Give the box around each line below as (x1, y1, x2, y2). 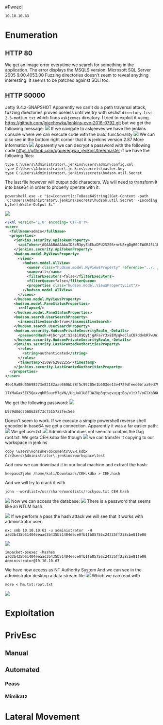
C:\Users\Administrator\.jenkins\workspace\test (5, 453, 105, 459)
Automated (5, 666, 40, 674)
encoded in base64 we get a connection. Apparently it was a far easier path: (5, 423, 158, 429)
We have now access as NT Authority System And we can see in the (5, 567, 142, 573)
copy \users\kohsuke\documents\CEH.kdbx (5, 449, 88, 454)
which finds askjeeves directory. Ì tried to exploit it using (36, 114, 149, 121)
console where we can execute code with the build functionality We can (5, 131, 155, 137)
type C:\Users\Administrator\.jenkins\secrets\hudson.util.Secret (5, 170, 142, 176)
